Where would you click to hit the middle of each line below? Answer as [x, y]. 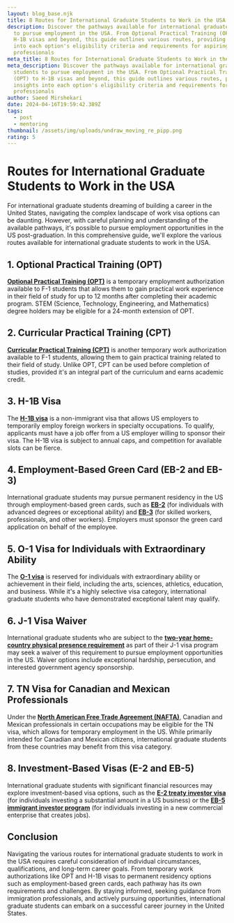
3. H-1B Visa [34, 402]
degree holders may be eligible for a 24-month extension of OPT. [101, 311]
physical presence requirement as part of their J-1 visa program [125, 645]
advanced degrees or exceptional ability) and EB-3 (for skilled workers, [110, 512]
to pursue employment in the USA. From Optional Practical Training [115, 33]
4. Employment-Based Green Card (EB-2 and [106, 470]
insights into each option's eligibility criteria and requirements [115, 85]
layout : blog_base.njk [40, 14]
